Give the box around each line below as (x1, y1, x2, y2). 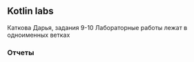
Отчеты (7, 48, 35, 57)
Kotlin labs (7, 5, 54, 17)
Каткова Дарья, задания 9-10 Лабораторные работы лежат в (7, 23, 188, 31)
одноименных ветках (7, 31, 70, 39)
